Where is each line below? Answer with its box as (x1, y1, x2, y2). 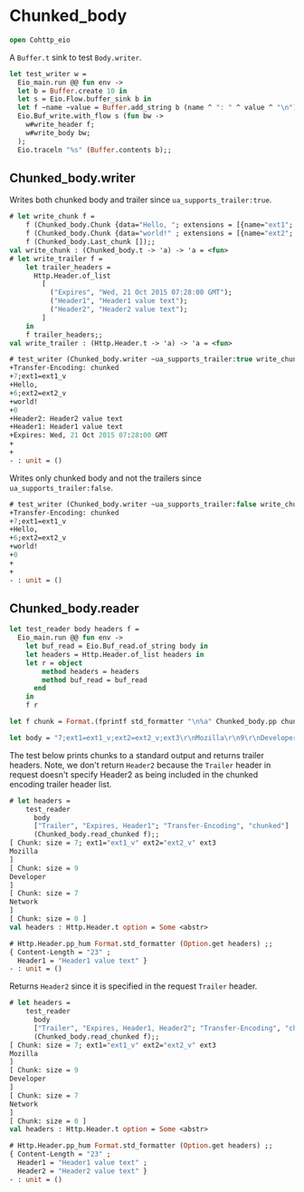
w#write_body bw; (25, 128, 91, 137)
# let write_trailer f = (9, 254, 103, 263)
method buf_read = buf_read (42, 675, 147, 685)
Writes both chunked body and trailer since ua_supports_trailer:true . (9, 194, 272, 205)
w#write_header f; (25, 120, 95, 130)
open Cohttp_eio (9, 35, 71, 44)
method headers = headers (42, 667, 140, 676)
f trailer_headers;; (25, 330, 103, 339)
